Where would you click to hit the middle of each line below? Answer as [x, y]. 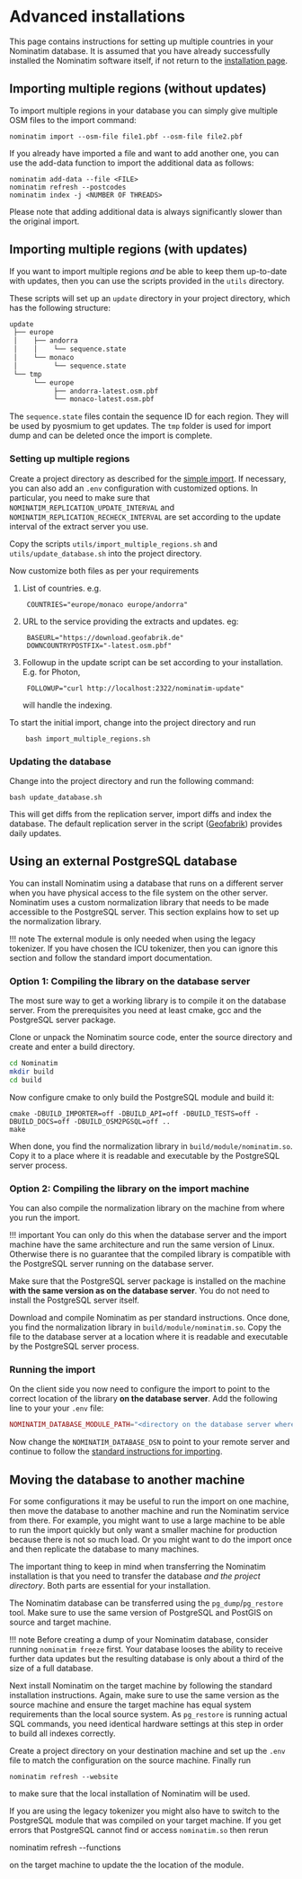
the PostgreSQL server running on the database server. [111, 1263]
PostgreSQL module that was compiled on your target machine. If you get [145, 1820]
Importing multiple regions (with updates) [129, 249]
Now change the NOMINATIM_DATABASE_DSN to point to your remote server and [150, 1442]
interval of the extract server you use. [79, 526]
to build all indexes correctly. [62, 1733]
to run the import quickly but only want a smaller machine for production [143, 1529]
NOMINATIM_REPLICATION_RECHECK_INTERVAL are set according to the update [145, 517]
